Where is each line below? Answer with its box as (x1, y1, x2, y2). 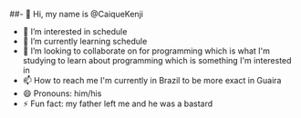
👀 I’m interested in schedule (22, 26, 128, 36)
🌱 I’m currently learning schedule (22, 36, 148, 46)
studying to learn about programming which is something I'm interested (22, 55, 292, 65)
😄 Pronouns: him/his (22, 88, 102, 99)
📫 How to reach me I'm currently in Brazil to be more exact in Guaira (22, 75, 282, 85)
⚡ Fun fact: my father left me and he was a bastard (22, 98, 213, 109)
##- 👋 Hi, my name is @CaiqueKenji (9, 9, 144, 19)
